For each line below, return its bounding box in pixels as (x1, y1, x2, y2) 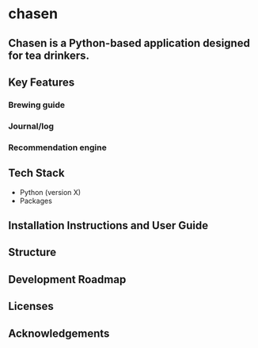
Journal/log (8, 120, 54, 132)
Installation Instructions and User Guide (8, 219, 208, 232)
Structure (8, 246, 57, 259)
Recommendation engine (8, 142, 107, 153)
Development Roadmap (8, 273, 127, 286)
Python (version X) (19, 187, 82, 197)
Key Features (8, 75, 75, 89)
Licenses (8, 300, 54, 313)
